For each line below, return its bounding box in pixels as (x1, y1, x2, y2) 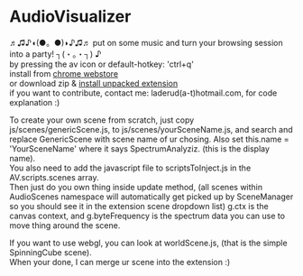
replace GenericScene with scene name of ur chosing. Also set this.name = (9, 133, 290, 144)
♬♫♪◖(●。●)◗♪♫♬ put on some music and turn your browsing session (9, 37, 284, 48)
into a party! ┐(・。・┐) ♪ (9, 48, 102, 60)
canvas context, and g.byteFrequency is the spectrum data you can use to (9, 210, 286, 221)
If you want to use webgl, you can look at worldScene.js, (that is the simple (9, 237, 288, 248)
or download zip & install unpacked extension (9, 78, 179, 88)
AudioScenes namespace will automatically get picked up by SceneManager (9, 191, 294, 202)
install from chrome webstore (9, 68, 119, 78)
